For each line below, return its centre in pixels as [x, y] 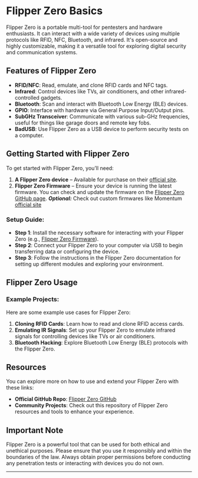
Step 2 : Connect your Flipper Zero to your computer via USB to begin [99, 245]
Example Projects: [33, 299]
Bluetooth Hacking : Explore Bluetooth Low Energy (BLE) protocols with [101, 342]
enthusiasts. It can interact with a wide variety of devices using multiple [93, 33]
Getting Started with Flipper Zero [68, 154]
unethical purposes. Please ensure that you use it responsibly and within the [99, 451]
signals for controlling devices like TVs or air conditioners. [85, 336]
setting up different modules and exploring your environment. [89, 264]
